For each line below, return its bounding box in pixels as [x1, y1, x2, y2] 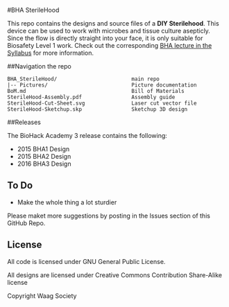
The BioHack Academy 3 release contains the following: [7, 132, 168, 139]
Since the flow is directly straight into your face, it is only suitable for [7, 34, 203, 42]
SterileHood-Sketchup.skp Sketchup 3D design [7, 106, 188, 113]
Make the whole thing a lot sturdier [17, 198, 117, 207]
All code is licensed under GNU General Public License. [7, 257, 166, 265]
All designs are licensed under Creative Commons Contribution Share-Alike [7, 270, 223, 279]
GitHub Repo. [7, 218, 46, 227]
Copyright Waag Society [7, 291, 77, 300]
